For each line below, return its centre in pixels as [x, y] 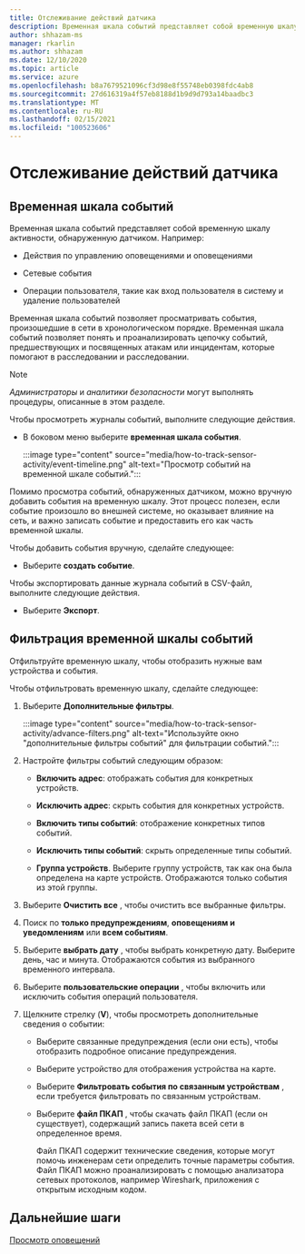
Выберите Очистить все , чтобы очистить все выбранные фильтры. [154, 905]
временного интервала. [69, 969]
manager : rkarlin [42, 43]
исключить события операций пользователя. [110, 996]
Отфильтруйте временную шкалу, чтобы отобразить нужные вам [136, 661]
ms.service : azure [44, 77]
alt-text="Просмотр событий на [190, 464]
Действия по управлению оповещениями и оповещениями [138, 255]
